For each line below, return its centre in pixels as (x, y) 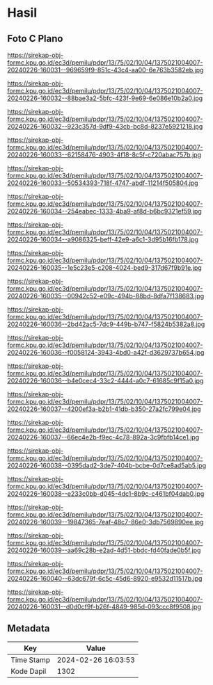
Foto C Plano (35, 39)
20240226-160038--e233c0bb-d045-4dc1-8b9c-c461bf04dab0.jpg (106, 494)
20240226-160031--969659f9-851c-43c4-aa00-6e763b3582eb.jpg (105, 70)
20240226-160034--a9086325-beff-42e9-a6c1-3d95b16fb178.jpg (103, 239)
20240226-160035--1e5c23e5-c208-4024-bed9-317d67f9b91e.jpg (104, 268)
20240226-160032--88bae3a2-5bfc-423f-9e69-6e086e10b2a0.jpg (105, 98)
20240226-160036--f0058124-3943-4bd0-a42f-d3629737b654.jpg (106, 352)
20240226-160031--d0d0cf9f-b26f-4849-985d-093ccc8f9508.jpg (104, 607)
